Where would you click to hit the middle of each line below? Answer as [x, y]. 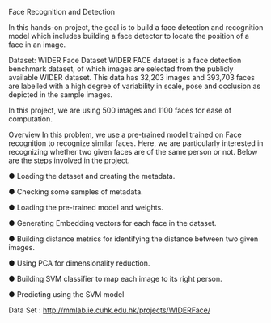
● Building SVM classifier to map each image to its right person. [115, 279]
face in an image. [37, 45]
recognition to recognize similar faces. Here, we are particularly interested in [136, 143]
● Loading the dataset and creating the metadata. [92, 176]
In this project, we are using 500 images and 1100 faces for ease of [120, 110]
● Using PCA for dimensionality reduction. [79, 263]
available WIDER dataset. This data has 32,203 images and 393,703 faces [131, 77]
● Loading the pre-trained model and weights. [86, 207]
